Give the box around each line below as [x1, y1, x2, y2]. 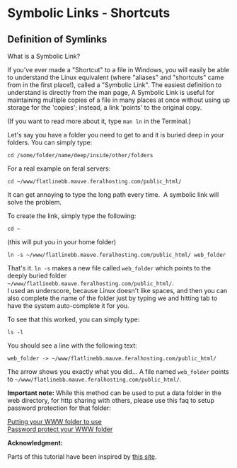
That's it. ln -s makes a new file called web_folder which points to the [7, 264, 211, 272]
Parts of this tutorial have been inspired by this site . [7, 452, 157, 461]
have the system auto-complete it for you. [7, 302, 129, 309]
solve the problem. [7, 198, 62, 206]
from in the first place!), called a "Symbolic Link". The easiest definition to [7, 81, 222, 89]
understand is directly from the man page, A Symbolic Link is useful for [7, 89, 214, 96]
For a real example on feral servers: [7, 164, 111, 173]
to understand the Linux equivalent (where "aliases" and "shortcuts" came [7, 73, 224, 81]
